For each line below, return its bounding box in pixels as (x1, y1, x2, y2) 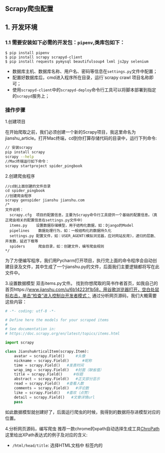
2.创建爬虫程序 (5, 173, 35, 179)
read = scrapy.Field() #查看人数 (14, 381, 84, 386)
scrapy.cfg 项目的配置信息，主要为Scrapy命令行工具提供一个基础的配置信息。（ (9, 212, 154, 217)
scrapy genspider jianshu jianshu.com (5, 198, 85, 203)
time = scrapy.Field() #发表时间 (14, 363, 84, 368)
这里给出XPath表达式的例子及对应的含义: (5, 432, 88, 438)
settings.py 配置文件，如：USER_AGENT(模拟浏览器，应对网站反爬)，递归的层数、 (9, 233, 158, 238)
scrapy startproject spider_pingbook (5, 163, 83, 169)
